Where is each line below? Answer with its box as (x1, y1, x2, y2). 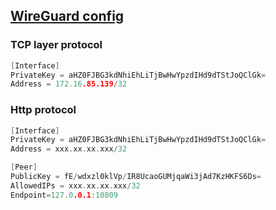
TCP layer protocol (10, 38, 103, 52)
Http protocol (10, 103, 77, 117)
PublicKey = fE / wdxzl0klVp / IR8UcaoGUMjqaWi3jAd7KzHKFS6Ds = (10, 172, 262, 182)
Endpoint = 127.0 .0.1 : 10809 (10, 190, 118, 200)
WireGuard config (10, 8, 125, 25)
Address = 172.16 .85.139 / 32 (10, 79, 128, 89)
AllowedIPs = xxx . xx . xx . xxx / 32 (10, 180, 141, 191)
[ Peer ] (10, 162, 38, 173)
